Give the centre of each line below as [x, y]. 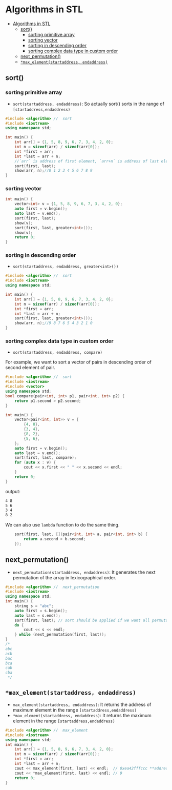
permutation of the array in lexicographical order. [64, 577]
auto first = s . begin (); [41, 611]
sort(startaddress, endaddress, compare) [57, 353]
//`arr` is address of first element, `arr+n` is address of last [87, 161]
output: [13, 491]
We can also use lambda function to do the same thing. [62, 525]
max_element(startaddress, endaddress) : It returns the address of [82, 704]
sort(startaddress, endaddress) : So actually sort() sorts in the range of [89, 104]
